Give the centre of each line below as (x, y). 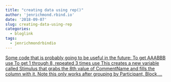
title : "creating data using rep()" (44, 10)
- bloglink (22, 34)
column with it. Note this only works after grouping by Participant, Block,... (84, 74)
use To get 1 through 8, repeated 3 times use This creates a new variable (82, 63)
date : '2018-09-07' (26, 19)
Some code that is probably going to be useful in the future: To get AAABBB (85, 58)
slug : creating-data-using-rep (39, 24)
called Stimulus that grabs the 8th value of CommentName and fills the (80, 68)
